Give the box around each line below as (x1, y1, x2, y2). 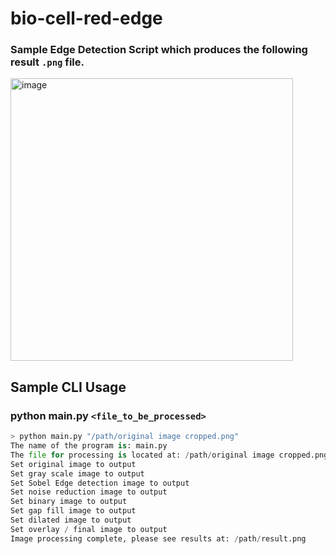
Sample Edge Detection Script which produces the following (10, 43, 308, 57)
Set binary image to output (10, 497, 128, 507)
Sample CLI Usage (10, 378, 127, 396)
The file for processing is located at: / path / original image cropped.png (10, 450, 329, 460)
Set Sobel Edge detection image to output (10, 478, 190, 488)
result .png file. (10, 55, 85, 69)
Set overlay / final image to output (10, 524, 168, 534)
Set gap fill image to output (10, 506, 137, 516)
